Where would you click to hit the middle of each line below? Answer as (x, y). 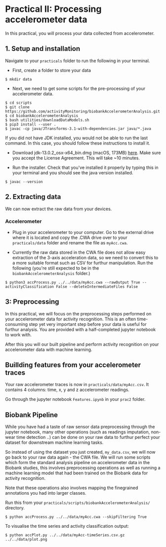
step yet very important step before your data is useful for (88, 324)
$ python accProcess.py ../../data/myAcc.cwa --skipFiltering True (76, 517)
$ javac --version (24, 182)
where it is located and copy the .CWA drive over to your (70, 237)
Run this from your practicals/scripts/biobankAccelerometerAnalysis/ (78, 503)
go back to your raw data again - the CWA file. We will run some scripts (78, 457)
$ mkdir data (19, 79)
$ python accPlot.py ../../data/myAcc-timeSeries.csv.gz (65, 535)
